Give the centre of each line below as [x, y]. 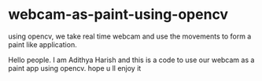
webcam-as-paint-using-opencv [118, 15]
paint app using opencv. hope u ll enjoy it [75, 68]
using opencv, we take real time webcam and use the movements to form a [130, 36]
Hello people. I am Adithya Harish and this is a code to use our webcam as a [131, 60]
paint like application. [42, 44]
